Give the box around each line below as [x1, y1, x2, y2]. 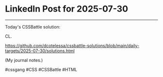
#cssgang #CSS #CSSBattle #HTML [5, 66, 78, 72]
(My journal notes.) [5, 57, 43, 63]
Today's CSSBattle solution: [5, 24, 61, 30]
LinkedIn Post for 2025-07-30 [5, 3, 129, 15]
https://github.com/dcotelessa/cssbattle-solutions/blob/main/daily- [5, 43, 140, 48]
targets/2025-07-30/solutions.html [5, 47, 75, 54]
